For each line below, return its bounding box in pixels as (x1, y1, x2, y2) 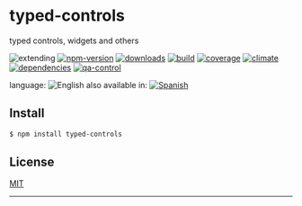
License (9, 155, 55, 170)
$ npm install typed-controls (9, 130, 123, 139)
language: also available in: (9, 79, 148, 90)
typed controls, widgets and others (9, 35, 139, 46)
